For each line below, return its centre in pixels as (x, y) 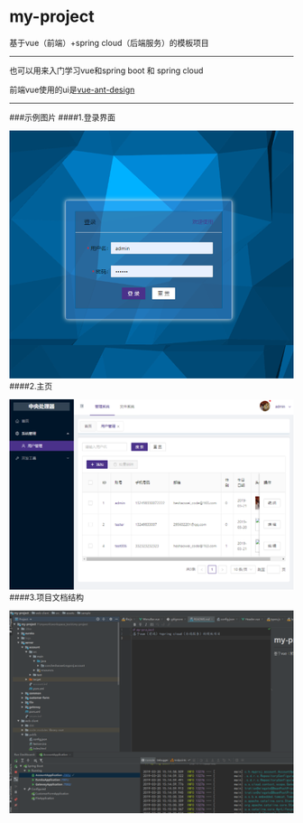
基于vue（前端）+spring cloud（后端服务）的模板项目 (109, 42)
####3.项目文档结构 (46, 597)
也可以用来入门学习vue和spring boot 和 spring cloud (106, 70)
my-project (52, 17)
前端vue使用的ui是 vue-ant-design (72, 89)
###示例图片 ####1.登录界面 (62, 117)
